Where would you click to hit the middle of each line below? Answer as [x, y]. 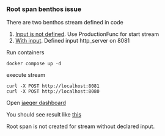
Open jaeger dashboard [36, 103]
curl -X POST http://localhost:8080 [53, 91]
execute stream [26, 75]
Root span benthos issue [44, 9]
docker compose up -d [34, 64]
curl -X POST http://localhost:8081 [53, 86]
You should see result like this [44, 115]
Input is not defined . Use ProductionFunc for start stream [87, 34]
